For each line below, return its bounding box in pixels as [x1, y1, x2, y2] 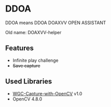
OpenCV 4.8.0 [12, 96, 42, 102]
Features [5, 44, 34, 53]
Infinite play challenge [12, 57, 59, 63]
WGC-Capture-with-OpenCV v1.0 [12, 90, 82, 96]
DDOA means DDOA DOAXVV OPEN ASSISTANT [5, 20, 106, 26]
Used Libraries [5, 77, 52, 86]
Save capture [12, 62, 40, 68]
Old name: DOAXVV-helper [5, 29, 62, 35]
